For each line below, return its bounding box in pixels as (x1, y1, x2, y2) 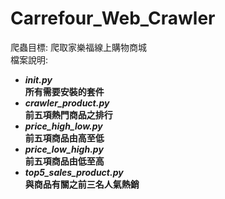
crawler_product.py (24, 97, 110, 109)
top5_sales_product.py (24, 166, 124, 178)
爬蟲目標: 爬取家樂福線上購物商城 (10, 41, 147, 53)
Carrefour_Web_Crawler (10, 7, 216, 30)
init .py (24, 73, 53, 86)
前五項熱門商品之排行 (24, 108, 113, 121)
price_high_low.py (24, 120, 103, 132)
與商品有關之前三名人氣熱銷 (24, 178, 140, 190)
